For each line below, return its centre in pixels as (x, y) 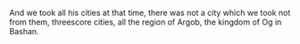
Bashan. (24, 31)
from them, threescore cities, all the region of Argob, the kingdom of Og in (146, 22)
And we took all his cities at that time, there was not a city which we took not (150, 13)
